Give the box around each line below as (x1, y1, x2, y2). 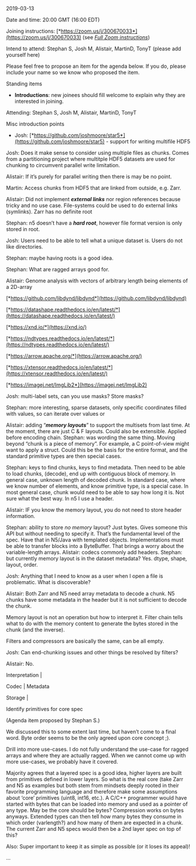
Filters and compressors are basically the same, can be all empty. (6, 637, 164, 644)
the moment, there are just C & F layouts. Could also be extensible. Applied (6, 428, 187, 434)
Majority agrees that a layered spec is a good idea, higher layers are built (6, 770, 182, 777)
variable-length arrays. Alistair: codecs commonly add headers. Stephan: (6, 549, 183, 556)
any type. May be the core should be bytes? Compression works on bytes (6, 807, 184, 813)
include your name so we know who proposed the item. (6, 69, 140, 75)
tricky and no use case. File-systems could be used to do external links (6, 202, 178, 209)
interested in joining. (14, 98, 64, 105)
